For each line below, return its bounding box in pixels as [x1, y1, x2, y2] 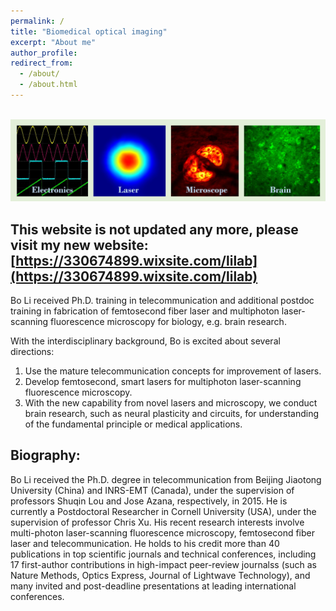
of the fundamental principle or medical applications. [24, 418, 243, 430]
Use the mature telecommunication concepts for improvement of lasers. [24, 365, 322, 377]
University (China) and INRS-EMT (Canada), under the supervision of [10, 484, 295, 496]
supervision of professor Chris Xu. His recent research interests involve [10, 516, 305, 528]
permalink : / [10, 16, 65, 26]
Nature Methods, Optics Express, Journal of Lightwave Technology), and [10, 569, 311, 581]
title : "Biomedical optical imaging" [10, 26, 168, 37]
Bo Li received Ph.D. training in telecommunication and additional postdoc [10, 295, 315, 307]
